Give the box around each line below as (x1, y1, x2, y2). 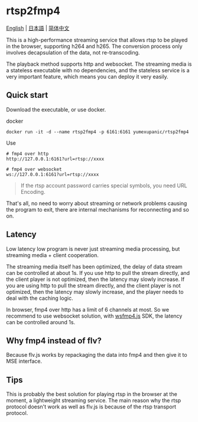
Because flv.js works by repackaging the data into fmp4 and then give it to (6, 351, 187, 359)
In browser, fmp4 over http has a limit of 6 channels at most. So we (6, 306, 170, 313)
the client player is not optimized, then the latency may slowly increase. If (6, 276, 185, 283)
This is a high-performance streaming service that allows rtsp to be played (6, 36, 188, 43)
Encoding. (20, 188, 46, 195)
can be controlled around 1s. (6, 318, 76, 325)
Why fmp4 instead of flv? (6, 335, 102, 346)
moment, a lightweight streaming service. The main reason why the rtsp (6, 397, 181, 404)
